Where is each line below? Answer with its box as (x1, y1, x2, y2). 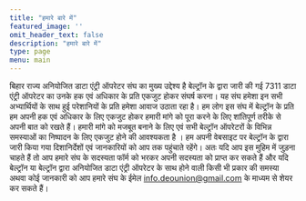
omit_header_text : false (9, 30, 104, 39)
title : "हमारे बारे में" (9, 13, 77, 23)
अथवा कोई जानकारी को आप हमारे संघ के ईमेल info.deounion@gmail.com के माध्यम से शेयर (9, 173, 293, 183)
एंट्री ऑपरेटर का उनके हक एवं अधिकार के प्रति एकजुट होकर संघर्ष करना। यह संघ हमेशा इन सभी (9, 91, 283, 101)
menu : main (9, 55, 51, 65)
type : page (9, 47, 51, 56)
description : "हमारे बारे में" (9, 38, 102, 48)
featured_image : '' (9, 22, 84, 31)
